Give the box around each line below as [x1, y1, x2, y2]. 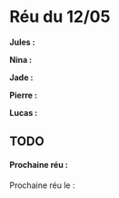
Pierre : [9, 89, 38, 100]
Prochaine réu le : [9, 180, 75, 191]
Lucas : [9, 107, 38, 118]
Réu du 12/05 [9, 6, 111, 27]
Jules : [9, 36, 35, 47]
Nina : [9, 54, 33, 65]
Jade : [9, 71, 34, 83]
